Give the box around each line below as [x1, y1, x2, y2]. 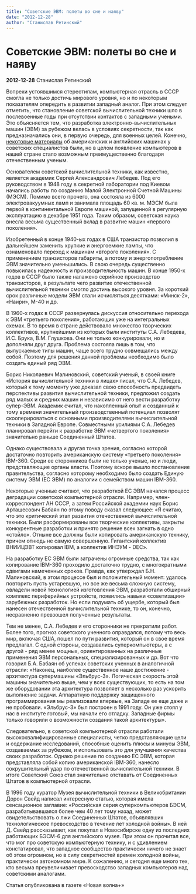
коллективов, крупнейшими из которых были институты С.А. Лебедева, [6, 329, 186, 336]
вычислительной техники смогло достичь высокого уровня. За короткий [6, 286, 189, 293]
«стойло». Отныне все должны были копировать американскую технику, [6, 531, 190, 538]
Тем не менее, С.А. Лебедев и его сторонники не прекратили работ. [6, 622, 178, 630]
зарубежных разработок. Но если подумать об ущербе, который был [6, 599, 180, 606]
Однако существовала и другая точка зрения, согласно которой [6, 445, 167, 452]
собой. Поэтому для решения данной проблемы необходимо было [6, 353, 174, 360]
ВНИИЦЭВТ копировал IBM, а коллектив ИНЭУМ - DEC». [6, 544, 148, 551]
